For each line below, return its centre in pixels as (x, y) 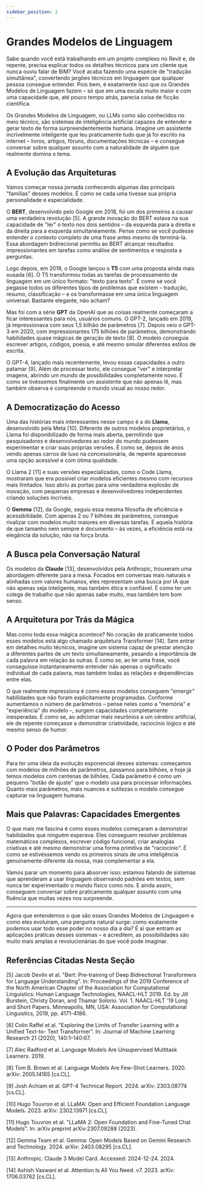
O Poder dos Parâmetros (53, 749)
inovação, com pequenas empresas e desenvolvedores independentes (94, 491)
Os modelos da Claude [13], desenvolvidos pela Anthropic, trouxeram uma (99, 569)
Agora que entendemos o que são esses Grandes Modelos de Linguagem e (100, 916)
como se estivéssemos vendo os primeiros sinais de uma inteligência (92, 854)
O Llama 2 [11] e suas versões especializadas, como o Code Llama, (90, 472)
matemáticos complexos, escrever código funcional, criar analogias (90, 841)
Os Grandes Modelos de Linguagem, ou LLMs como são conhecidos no (95, 115)
